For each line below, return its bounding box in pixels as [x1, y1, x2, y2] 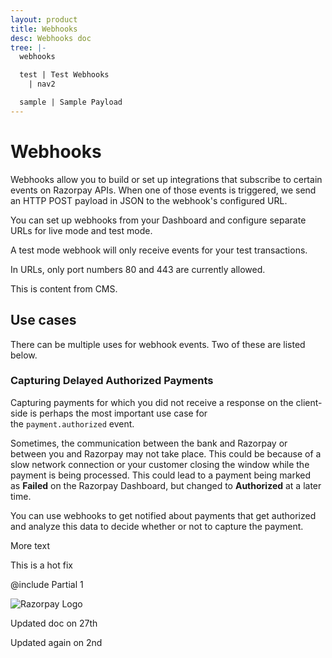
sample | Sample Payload [19, 97, 123, 107]
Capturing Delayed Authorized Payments [10, 374, 214, 388]
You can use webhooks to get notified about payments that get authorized [10, 509, 317, 521]
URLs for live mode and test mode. [10, 224, 153, 236]
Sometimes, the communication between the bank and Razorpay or [10, 437, 288, 449]
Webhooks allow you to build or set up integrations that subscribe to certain [10, 173, 323, 185]
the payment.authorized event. [10, 417, 135, 430]
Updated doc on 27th [10, 617, 98, 629]
